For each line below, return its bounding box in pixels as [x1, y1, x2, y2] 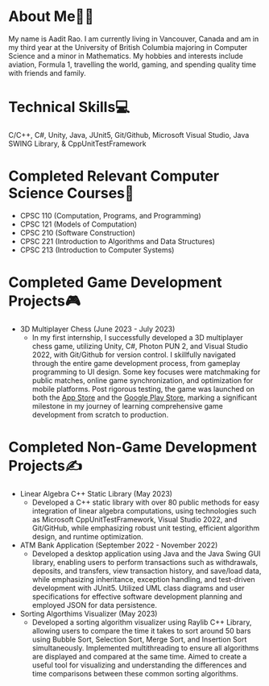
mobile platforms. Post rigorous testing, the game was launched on [31, 384, 255, 393]
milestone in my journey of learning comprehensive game [31, 401, 223, 410]
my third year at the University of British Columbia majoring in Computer [8, 42, 248, 52]
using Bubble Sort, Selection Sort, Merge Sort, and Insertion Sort [31, 634, 247, 644]
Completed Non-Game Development [8, 438, 258, 456]
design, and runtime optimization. [31, 531, 143, 541]
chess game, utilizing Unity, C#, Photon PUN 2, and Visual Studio [31, 341, 248, 351]
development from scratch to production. [31, 410, 169, 419]
